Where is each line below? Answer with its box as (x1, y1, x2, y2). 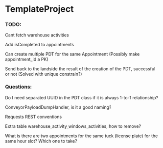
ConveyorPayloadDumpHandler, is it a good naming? (5, 104, 112, 110)
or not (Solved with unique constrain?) (5, 71, 82, 77)
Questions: (5, 84, 32, 90)
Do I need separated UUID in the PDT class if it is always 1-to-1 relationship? (5, 94, 158, 100)
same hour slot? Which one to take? (5, 138, 77, 144)
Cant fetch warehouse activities (5, 32, 70, 38)
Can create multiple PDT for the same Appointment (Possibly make (5, 51, 140, 57)
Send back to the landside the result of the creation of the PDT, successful (5, 66, 156, 72)
